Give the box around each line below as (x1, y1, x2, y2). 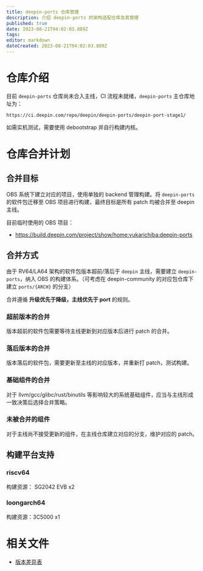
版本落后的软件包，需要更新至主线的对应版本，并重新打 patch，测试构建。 (6, 359, 193, 366)
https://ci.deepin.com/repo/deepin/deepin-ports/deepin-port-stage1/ (6, 112, 187, 118)
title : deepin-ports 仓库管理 (6, 9, 79, 15)
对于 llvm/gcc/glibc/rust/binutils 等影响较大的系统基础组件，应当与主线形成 (6, 391, 194, 398)
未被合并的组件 (6, 415, 50, 424)
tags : (6, 32, 20, 38)
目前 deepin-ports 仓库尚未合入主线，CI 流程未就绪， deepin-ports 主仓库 (6, 92, 190, 99)
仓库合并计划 (6, 147, 71, 161)
